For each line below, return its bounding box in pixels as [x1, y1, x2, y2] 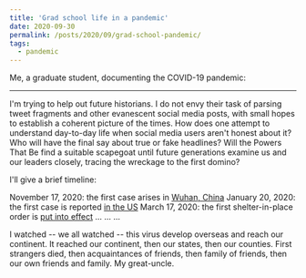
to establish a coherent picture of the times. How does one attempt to [9, 118, 270, 129]
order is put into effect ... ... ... [9, 211, 121, 222]
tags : [9, 38, 30, 48]
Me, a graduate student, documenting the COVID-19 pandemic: [9, 72, 247, 83]
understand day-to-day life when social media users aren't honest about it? [9, 128, 292, 139]
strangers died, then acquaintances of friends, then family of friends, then [9, 248, 288, 260]
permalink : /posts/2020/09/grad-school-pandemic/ [9, 30, 202, 39]
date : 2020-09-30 [9, 22, 76, 31]
